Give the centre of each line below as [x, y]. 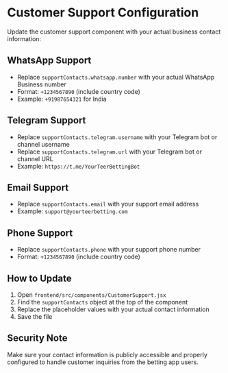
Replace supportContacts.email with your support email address [108, 204]
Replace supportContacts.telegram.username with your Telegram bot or [117, 137]
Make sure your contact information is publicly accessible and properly [107, 354]
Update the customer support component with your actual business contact [114, 32]
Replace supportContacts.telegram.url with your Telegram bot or [109, 152]
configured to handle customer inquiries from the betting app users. [103, 362]
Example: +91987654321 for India [62, 99]
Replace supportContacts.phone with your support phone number [109, 250]
